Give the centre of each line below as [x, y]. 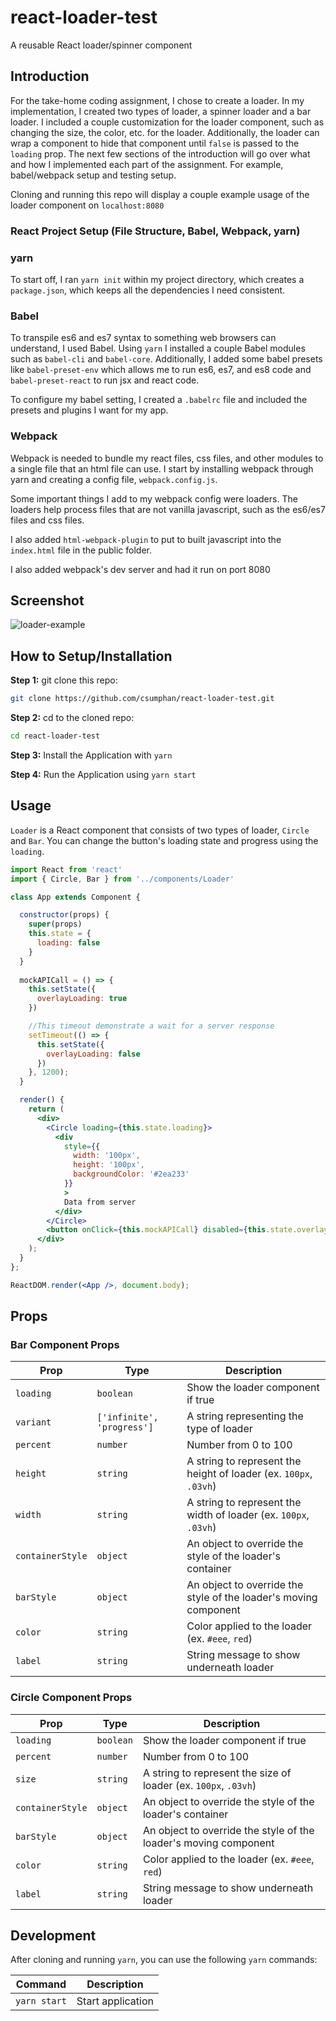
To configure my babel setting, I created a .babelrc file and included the [159, 400]
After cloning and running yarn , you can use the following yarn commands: [164, 1960]
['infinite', [127, 1417]
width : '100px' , [107, 1156]
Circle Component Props [71, 1698]
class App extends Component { [75, 897]
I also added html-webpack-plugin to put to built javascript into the [146, 539]
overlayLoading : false [93, 1054]
